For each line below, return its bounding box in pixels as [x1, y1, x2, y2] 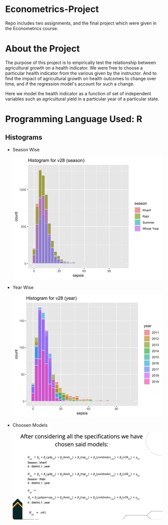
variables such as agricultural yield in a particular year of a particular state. [5, 96, 159, 102]
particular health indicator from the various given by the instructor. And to [5, 70, 157, 76]
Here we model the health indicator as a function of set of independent [5, 90, 151, 96]
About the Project [5, 43, 80, 55]
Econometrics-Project [5, 4, 99, 15]
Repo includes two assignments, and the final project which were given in [5, 20, 157, 26]
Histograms [5, 133, 42, 142]
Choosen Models [12, 422, 48, 428]
